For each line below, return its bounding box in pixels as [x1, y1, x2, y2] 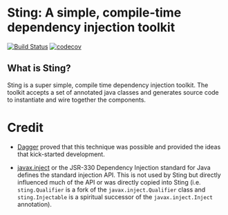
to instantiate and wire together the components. [7, 95, 146, 104]
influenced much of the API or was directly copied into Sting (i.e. [17, 178, 202, 186]
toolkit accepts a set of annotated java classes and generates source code [7, 88, 219, 96]
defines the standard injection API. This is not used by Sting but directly [17, 171, 221, 179]
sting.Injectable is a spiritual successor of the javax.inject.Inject [17, 192, 213, 201]
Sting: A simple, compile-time [7, 5, 182, 21]
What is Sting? [7, 62, 71, 74]
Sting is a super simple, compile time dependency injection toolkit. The [7, 81, 209, 89]
